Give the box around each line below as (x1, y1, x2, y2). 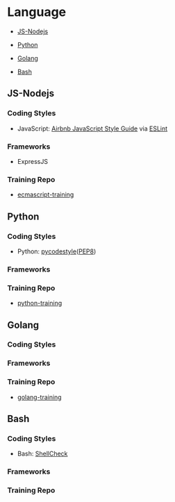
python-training (17, 299, 62, 308)
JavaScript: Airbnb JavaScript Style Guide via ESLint (17, 124, 168, 133)
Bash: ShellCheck (17, 449, 68, 458)
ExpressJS (17, 157, 49, 165)
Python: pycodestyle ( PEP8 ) (17, 247, 97, 256)
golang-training (17, 393, 62, 401)
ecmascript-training (17, 190, 74, 199)
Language (7, 4, 67, 20)
